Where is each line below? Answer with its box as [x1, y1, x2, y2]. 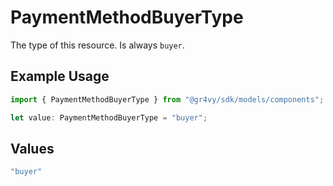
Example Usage [10, 68, 110, 85]
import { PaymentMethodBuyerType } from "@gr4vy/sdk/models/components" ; [10, 94, 325, 105]
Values [10, 140, 55, 157]
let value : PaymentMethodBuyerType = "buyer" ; [10, 112, 208, 123]
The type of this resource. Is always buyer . [10, 39, 185, 51]
